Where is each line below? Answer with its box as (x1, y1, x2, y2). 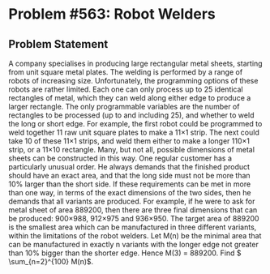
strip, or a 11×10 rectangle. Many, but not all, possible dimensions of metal (8, 145, 255, 154)
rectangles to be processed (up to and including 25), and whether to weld (8, 110, 255, 120)
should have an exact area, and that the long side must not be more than (8, 171, 251, 180)
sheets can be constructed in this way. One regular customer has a (8, 153, 233, 163)
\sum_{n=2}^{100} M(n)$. (8, 257, 94, 266)
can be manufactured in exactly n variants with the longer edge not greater (8, 240, 259, 249)
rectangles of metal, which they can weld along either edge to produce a (8, 93, 251, 102)
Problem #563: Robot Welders (8, 5, 216, 24)
